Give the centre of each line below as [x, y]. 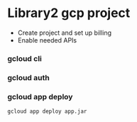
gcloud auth [28, 77]
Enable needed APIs [47, 40]
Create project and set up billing [65, 33]
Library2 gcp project [69, 13]
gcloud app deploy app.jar [47, 111]
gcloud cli [25, 58]
